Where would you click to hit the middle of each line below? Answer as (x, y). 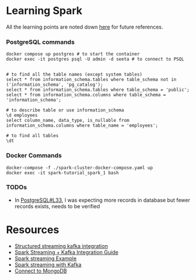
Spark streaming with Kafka (48, 264)
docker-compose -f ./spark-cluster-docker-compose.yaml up (80, 167)
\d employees (22, 116)
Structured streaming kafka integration (61, 246)
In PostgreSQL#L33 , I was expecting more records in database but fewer (102, 200)
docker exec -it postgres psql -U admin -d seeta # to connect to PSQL (95, 60)
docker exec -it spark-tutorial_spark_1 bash (62, 173)
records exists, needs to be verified (57, 206)
